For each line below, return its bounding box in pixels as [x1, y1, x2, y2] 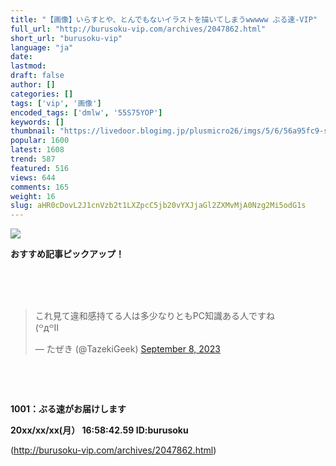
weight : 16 [10, 191, 56, 201]
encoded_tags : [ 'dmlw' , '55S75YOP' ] [10, 107, 163, 118]
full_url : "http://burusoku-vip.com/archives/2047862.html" [10, 24, 267, 34]
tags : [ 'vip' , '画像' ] [10, 98, 102, 108]
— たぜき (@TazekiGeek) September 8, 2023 [34, 343, 221, 355]
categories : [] [10, 89, 74, 99]
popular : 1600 [10, 136, 70, 146]
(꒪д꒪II [34, 322, 60, 334]
